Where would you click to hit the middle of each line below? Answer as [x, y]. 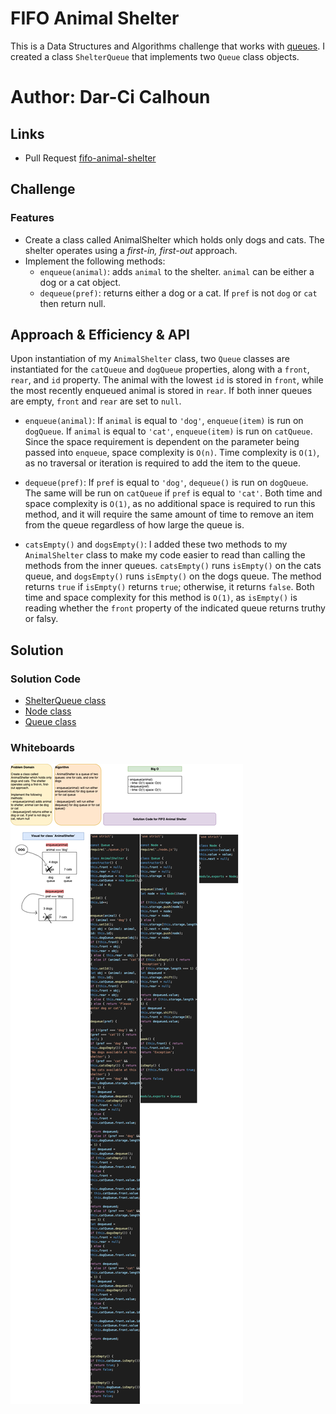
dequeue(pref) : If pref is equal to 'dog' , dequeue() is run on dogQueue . [166, 483]
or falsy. [41, 619]
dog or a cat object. [80, 282]
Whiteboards [42, 748]
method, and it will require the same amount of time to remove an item [169, 514]
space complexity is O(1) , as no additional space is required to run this [170, 504]
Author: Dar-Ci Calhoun [110, 97]
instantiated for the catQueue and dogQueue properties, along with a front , [160, 369]
